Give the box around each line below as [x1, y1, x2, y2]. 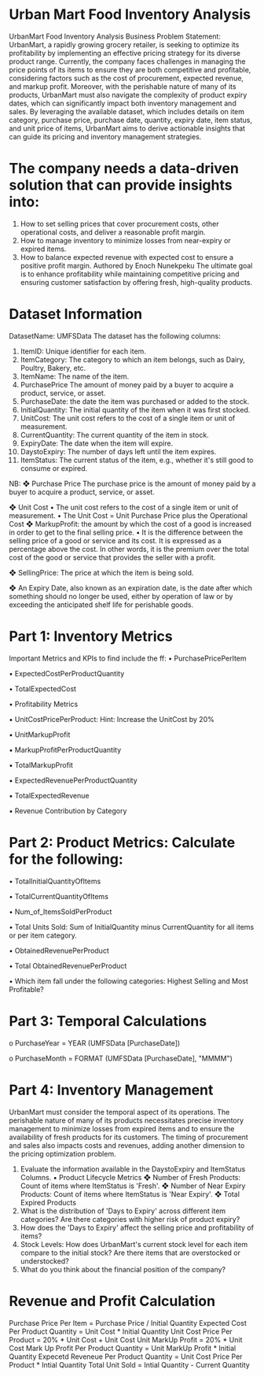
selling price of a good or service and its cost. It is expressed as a [9, 535, 222, 545]
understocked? [20, 1256, 69, 1265]
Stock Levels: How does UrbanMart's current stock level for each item [20, 1239, 248, 1249]
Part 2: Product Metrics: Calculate [9, 833, 236, 851]
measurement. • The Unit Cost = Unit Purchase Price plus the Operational [9, 510, 248, 520]
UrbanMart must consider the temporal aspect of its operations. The [9, 1107, 230, 1116]
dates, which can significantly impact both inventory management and [9, 98, 236, 108]
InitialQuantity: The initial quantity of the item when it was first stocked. [20, 405, 251, 414]
